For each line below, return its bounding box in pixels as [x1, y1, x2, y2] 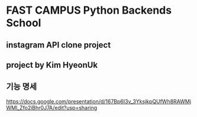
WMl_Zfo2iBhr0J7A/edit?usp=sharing [6, 104, 98, 111]
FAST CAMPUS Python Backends [6, 4, 172, 17]
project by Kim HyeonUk [6, 60, 98, 70]
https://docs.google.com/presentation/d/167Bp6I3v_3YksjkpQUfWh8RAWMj [6, 97, 191, 105]
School [6, 16, 41, 30]
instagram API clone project [6, 40, 111, 50]
